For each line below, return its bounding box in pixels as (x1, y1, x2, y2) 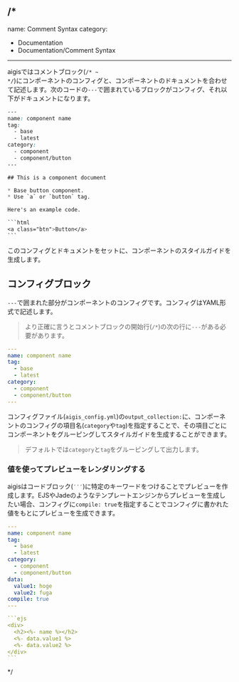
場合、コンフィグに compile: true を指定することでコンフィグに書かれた (19, 500, 229, 508)
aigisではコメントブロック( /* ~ (7, 67, 99, 75)
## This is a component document (7, 174, 107, 181)
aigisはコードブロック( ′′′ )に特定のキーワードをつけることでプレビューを (7, 482, 222, 490)
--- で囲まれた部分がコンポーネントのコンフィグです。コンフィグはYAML (7, 298, 221, 307)
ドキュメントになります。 (19, 94, 95, 103)
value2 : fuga (14, 589, 53, 597)
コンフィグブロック (7, 278, 91, 290)
